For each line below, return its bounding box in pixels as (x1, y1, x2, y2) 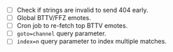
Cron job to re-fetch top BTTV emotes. (16, 21, 128, 30)
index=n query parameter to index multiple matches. (16, 37, 167, 46)
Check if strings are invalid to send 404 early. (16, 6, 148, 14)
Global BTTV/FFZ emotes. (16, 14, 92, 22)
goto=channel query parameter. (16, 29, 106, 37)
